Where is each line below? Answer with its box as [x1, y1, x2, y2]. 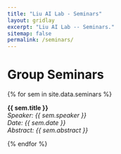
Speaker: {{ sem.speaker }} [7, 111, 87, 120]
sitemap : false [7, 30, 52, 37]
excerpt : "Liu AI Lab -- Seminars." [7, 23, 115, 30]
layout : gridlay [7, 17, 55, 24]
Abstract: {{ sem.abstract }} [7, 126, 89, 134]
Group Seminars [7, 67, 104, 83]
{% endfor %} [7, 140, 48, 148]
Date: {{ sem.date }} [7, 119, 66, 127]
